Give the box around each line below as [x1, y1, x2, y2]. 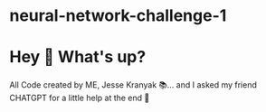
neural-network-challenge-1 [9, 5, 227, 26]
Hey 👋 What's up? [9, 47, 147, 68]
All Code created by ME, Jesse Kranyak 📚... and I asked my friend [9, 79, 258, 90]
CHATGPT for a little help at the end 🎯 [9, 92, 150, 104]
